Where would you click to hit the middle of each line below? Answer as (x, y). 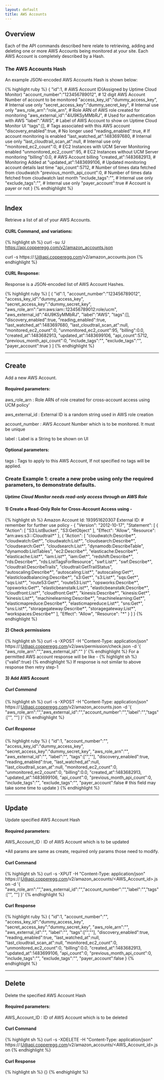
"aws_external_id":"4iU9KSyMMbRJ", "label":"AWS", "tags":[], (68, 314)
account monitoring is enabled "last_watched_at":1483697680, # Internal (78, 136)
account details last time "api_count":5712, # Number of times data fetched (81, 167)
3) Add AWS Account (27, 678)
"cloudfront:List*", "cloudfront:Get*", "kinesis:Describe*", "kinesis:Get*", (78, 593)
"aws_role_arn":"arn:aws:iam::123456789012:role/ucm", (61, 309)
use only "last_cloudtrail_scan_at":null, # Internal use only (63, 141)
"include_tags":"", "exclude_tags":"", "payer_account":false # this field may (81, 783)
